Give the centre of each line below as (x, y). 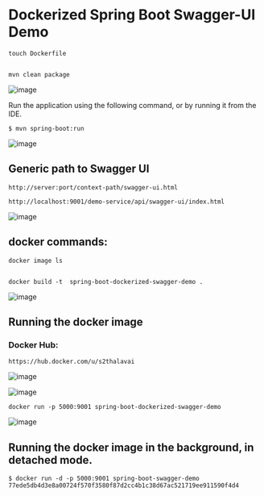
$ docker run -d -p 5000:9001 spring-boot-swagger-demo (104, 479)
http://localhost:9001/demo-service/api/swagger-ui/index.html (117, 202)
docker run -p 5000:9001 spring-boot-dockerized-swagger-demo (115, 407)
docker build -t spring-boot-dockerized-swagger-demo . (106, 281)
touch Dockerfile (37, 53)
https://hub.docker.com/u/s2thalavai (72, 362)
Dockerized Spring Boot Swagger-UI (132, 15)
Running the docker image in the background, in (131, 447)
